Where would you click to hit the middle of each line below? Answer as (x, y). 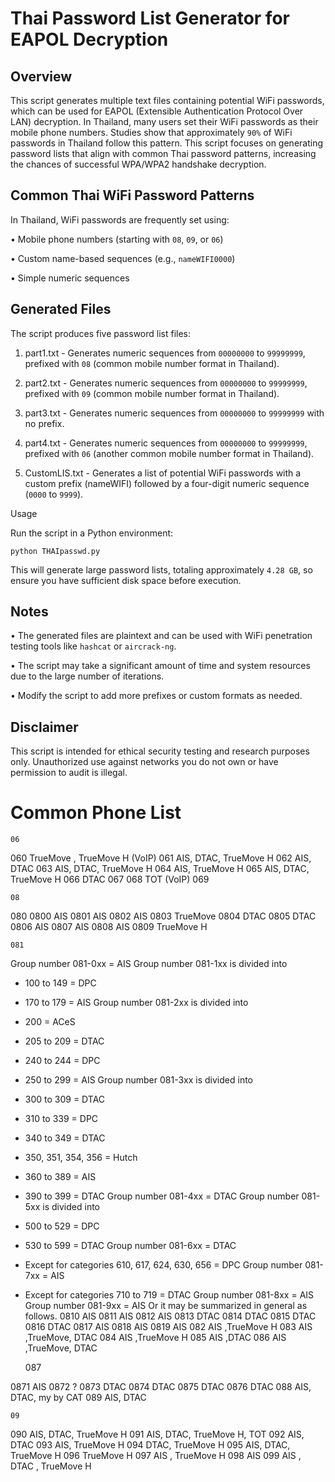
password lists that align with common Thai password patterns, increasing (163, 153)
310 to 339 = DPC (61, 1119)
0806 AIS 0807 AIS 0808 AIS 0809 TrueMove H (109, 927)
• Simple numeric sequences (70, 278)
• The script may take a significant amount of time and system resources (160, 666)
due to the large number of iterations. (87, 676)
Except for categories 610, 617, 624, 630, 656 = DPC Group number (163, 1265)
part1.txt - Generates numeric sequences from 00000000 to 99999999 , (165, 353)
